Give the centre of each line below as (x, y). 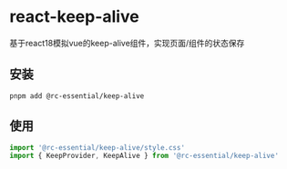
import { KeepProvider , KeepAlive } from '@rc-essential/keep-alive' (144, 156)
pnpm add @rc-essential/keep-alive (77, 96)
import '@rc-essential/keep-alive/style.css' (97, 147)
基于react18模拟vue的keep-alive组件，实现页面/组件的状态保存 (127, 43)
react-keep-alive (74, 17)
